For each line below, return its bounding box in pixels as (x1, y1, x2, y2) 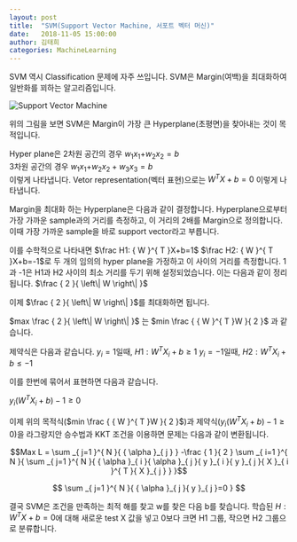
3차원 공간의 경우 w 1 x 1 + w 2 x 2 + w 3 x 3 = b (9, 161, 153, 174)
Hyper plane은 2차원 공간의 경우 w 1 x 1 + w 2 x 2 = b (9, 148, 180, 161)
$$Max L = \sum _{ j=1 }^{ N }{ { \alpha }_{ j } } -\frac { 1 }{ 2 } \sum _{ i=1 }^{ (10, 446, 288, 457)
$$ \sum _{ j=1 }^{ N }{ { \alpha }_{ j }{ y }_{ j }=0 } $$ (52, 483, 246, 493)
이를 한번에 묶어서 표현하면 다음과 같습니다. (9, 376, 159, 387)
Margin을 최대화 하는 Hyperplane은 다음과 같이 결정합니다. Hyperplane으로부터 (9, 204, 288, 215)
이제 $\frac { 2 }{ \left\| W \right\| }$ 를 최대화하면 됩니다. (9, 297, 210, 308)
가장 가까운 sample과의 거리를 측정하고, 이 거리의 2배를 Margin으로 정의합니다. (9, 215, 284, 226)
